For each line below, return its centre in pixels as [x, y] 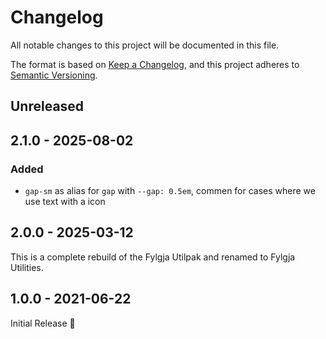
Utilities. [27, 267]
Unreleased [47, 106]
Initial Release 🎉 [43, 323]
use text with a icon [65, 202]
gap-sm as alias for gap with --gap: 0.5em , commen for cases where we [170, 191]
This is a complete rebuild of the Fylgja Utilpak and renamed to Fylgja [153, 257]
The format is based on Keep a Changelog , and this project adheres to [155, 64]
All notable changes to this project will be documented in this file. [145, 45]
